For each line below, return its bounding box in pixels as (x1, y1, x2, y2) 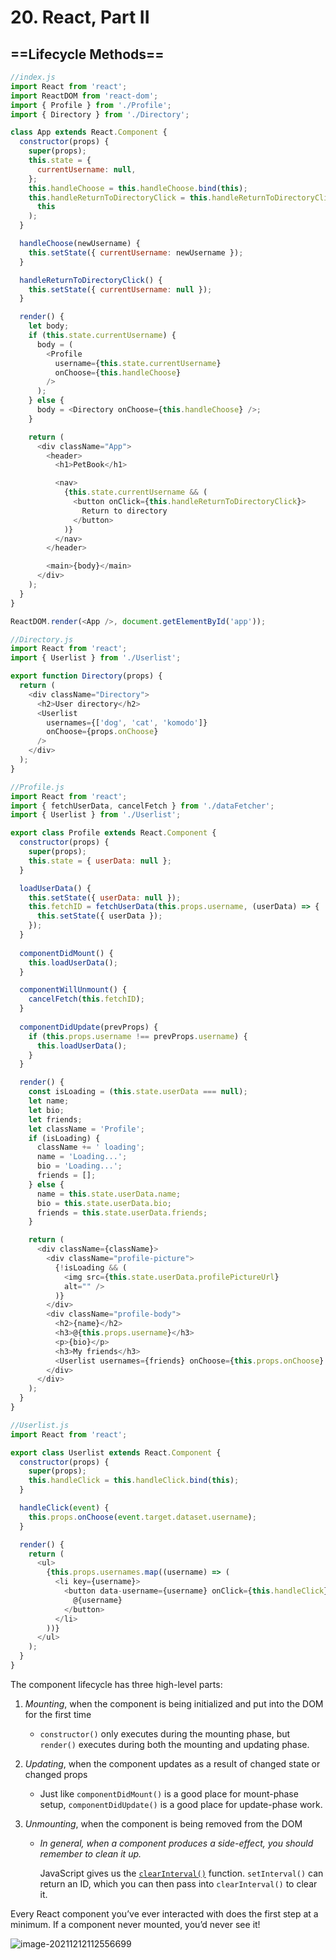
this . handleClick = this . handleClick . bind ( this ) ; (28, 1476, 240, 1486)
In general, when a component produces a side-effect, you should (39, 1837, 314, 1849)
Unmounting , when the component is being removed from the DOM (24, 1817, 303, 1830)
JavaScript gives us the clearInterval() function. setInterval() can (39, 1867, 324, 1879)
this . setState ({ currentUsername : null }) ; (28, 284, 213, 295)
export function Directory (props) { (10, 671, 163, 681)
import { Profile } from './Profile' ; (10, 100, 172, 110)
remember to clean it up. (39, 1847, 142, 1860)
